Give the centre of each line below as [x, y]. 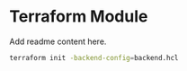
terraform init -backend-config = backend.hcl [94, 58]
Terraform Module [79, 17]
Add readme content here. [58, 41]
